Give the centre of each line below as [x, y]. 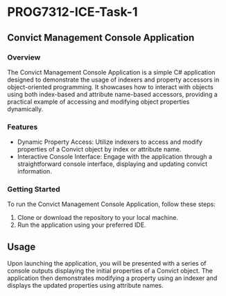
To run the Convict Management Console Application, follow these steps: [112, 204]
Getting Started [34, 189]
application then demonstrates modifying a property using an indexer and [112, 278]
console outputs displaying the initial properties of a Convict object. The [110, 271]
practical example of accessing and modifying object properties [98, 102]
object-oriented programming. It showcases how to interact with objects [110, 86]
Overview [24, 57]
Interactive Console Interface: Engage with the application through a [115, 157]
